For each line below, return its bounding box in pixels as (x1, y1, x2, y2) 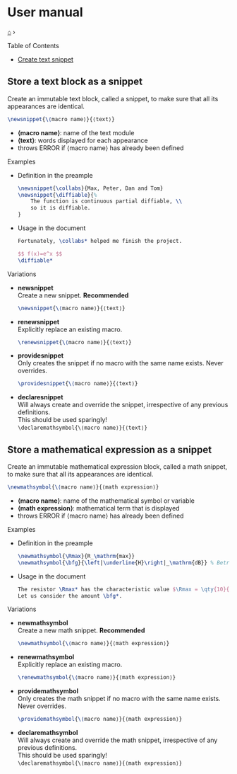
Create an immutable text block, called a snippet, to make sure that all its (7, 94, 219, 103)
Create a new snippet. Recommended (17, 291, 129, 300)
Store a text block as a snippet (7, 76, 143, 88)
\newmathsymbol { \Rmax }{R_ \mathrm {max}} (17, 552, 135, 559)
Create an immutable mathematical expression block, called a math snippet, (7, 462, 228, 471)
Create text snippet (17, 55, 74, 64)
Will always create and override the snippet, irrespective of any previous (17, 401, 229, 409)
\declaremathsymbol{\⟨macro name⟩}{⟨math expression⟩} (17, 760, 183, 767)
